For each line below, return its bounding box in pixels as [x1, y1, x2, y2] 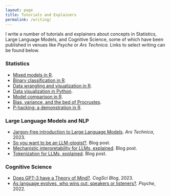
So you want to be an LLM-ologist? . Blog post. [12, 139, 111, 146]
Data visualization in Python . [12, 88, 73, 94]
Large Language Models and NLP [5, 117, 89, 124]
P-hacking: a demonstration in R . [12, 104, 82, 111]
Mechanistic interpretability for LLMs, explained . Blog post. [12, 145, 137, 151]
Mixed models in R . [12, 72, 53, 78]
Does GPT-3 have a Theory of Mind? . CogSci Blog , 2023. [12, 175, 134, 181]
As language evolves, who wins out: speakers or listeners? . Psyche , [12, 180, 156, 187]
